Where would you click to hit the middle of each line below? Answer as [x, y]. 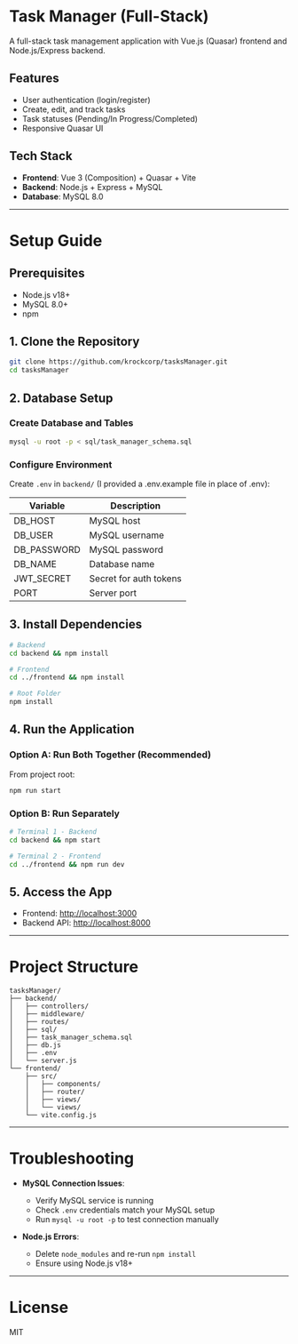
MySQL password [126, 549]
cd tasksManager [39, 371]
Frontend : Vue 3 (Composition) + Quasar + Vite [109, 177]
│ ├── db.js [35, 1045]
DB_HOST [35, 520]
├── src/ [41, 1076]
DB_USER [33, 535]
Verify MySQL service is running [94, 1201]
